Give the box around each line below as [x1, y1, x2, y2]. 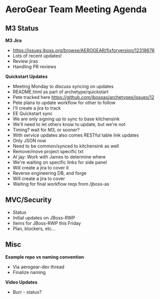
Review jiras [12, 58, 38, 64]
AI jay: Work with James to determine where [12, 154, 106, 160]
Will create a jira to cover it [12, 165, 69, 170]
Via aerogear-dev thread [12, 264, 65, 270]
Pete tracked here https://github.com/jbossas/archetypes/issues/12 [12, 94, 154, 100]
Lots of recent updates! [12, 53, 62, 59]
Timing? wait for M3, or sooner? [12, 127, 80, 133]
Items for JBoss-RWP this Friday [12, 220, 82, 226]
